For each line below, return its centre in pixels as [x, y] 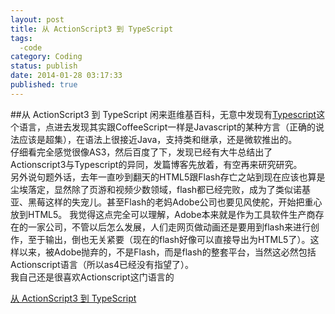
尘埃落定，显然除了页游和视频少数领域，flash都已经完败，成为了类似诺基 [161, 189]
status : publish [44, 66]
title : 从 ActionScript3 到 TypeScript [92, 29]
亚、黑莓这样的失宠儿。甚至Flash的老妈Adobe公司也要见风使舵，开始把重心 [166, 202]
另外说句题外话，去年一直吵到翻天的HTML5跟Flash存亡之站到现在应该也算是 [168, 177]
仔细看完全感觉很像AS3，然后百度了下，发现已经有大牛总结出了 [141, 152]
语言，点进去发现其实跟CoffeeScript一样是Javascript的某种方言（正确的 [167, 127]
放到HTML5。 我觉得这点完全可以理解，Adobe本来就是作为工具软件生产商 [163, 214]
